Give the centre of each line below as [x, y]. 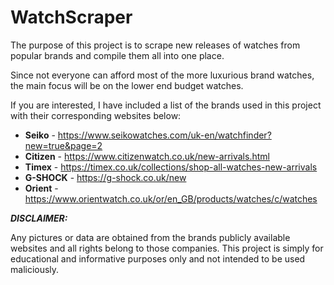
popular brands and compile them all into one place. [117, 55]
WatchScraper [71, 17]
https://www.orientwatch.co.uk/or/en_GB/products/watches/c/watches [171, 198]
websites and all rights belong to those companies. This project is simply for [167, 248]
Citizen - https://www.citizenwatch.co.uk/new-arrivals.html [147, 156]
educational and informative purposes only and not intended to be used [158, 258]
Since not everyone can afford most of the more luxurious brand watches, [162, 75]
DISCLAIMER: [39, 218]
